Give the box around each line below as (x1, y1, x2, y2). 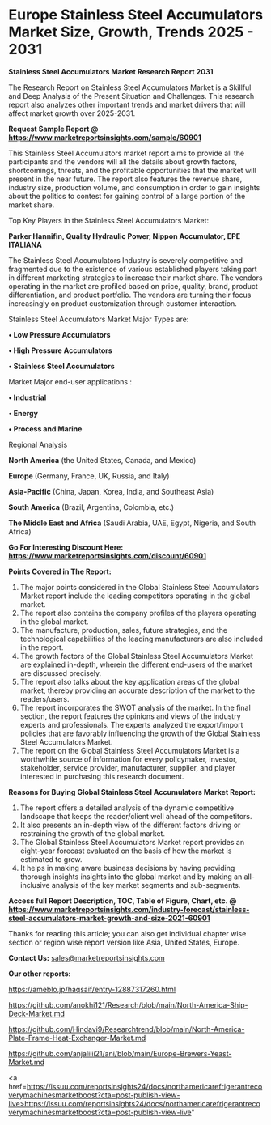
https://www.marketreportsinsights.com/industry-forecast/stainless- (8, 904, 250, 914)
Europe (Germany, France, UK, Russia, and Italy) (8, 471, 170, 481)
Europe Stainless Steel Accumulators (8, 6, 264, 24)
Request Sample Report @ (8, 124, 99, 134)
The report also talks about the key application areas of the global (19, 677, 240, 686)
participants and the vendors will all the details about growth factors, (8, 156, 237, 167)
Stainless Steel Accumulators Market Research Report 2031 (8, 66, 214, 76)
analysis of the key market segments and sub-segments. (51, 880, 241, 889)
